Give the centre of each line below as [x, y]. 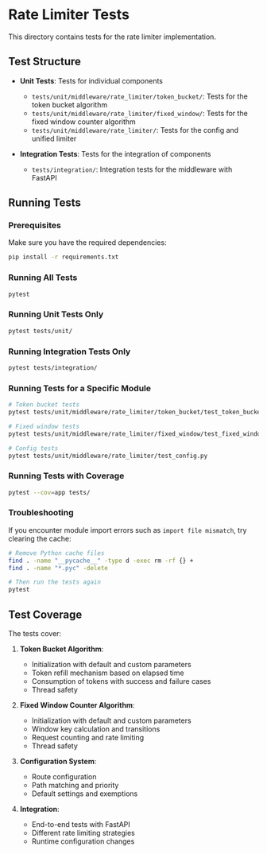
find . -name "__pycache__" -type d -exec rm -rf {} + [101, 561]
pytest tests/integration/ [53, 367]
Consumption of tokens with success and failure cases [121, 681]
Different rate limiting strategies [83, 833]
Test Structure [45, 62]
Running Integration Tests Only [70, 351]
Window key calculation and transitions [96, 729]
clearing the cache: [40, 538]
